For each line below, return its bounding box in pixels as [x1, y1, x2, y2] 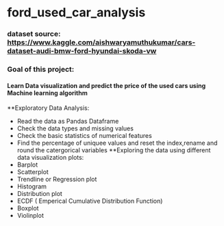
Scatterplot [16, 168, 49, 176]
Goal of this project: [7, 65, 75, 74]
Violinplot [16, 212, 45, 220]
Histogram [16, 182, 47, 190]
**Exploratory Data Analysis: [7, 104, 90, 112]
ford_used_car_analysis [7, 5, 146, 20]
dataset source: [7, 29, 61, 39]
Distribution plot [16, 190, 63, 198]
